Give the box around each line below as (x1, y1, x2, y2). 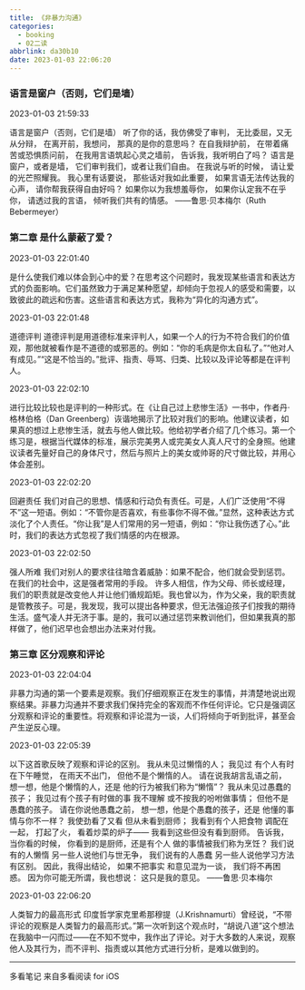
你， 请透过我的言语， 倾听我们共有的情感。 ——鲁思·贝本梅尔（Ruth (9, 195, 266, 206)
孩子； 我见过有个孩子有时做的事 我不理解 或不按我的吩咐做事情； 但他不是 (9, 792, 289, 803)
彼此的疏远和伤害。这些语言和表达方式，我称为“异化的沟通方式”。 (16, 294, 263, 305)
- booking (17, 30, 54, 39)
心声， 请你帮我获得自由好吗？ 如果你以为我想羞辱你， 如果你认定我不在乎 (9, 183, 287, 195)
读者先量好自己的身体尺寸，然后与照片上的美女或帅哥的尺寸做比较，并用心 (16, 446, 296, 458)
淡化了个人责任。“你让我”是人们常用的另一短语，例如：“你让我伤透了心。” (9, 518, 282, 529)
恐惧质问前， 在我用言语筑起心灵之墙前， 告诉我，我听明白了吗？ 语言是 (25, 150, 295, 161)
